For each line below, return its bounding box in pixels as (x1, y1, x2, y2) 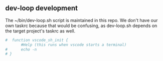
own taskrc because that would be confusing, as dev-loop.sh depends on (5, 22, 157, 28)
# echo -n (5, 47, 37, 52)
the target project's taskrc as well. (5, 27, 76, 34)
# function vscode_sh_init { (5, 37, 69, 42)
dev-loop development (5, 4, 78, 12)
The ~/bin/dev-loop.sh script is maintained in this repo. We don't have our (5, 17, 158, 23)
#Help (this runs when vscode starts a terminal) (21, 42, 127, 47)
